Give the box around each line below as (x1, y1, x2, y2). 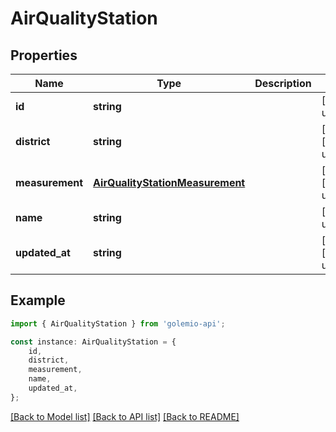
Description (254, 77, 312, 90)
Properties (10, 47, 78, 64)
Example (10, 292, 66, 309)
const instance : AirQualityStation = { (10, 337, 177, 347)
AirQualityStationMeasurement (93, 176, 246, 189)
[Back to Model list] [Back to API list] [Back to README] (10, 410, 240, 422)
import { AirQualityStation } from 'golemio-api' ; (10, 318, 226, 329)
